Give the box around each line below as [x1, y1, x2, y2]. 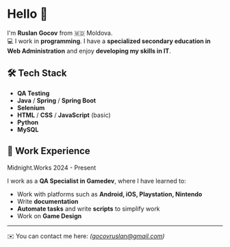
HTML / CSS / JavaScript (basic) [16, 111, 111, 119]
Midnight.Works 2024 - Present [7, 164, 97, 172]
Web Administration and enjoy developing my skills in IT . [7, 47, 171, 55]
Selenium [16, 103, 45, 112]
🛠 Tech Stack [7, 68, 67, 79]
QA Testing [16, 89, 50, 97]
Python [16, 118, 39, 126]
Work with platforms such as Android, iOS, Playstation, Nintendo [16, 190, 203, 198]
